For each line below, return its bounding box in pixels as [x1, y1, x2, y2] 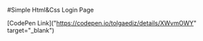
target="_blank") [7, 27, 55, 34]
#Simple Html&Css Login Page [7, 6, 95, 14]
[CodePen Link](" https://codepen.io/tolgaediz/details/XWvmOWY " [7, 19, 197, 27]
